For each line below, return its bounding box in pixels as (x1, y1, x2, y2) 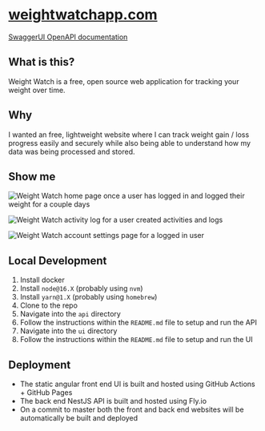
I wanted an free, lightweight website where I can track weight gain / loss (8, 130, 250, 139)
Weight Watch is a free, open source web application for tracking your (8, 76, 239, 86)
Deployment (8, 358, 71, 372)
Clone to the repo (19, 300, 78, 310)
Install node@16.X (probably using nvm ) (19, 284, 143, 293)
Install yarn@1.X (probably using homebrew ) (19, 292, 158, 302)
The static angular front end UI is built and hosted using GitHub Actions (19, 379, 255, 389)
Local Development (8, 254, 107, 268)
